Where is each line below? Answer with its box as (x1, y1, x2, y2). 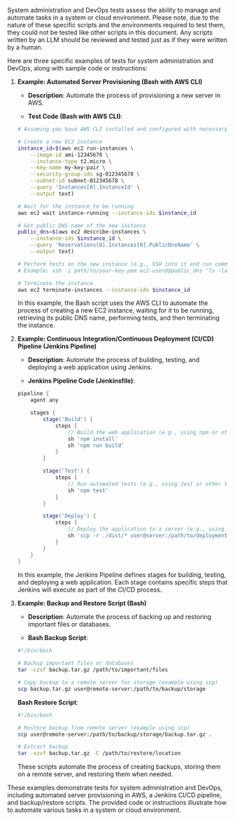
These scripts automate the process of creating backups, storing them (17, 762, 221, 771)
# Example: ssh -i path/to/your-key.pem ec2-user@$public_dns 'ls (17, 267, 215, 274)
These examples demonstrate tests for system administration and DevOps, (7, 783, 222, 792)
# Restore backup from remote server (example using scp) (17, 724, 190, 731)
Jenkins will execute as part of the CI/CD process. (17, 585, 162, 594)
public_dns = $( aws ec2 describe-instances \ (17, 229, 147, 236)
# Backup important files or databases (17, 660, 134, 667)
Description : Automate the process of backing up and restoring (27, 613, 212, 621)
